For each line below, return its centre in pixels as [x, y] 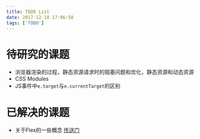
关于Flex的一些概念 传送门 [47, 130]
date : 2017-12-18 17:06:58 [40, 17]
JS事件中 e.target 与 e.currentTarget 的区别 [68, 86]
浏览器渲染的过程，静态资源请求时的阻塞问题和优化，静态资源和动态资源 [104, 72]
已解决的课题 [38, 112]
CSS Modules [32, 79]
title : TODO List [28, 12]
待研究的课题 [38, 54]
